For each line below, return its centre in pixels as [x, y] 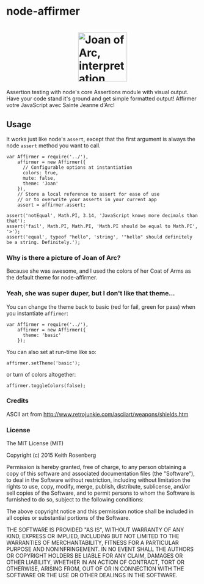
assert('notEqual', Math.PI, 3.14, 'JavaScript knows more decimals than [102, 215]
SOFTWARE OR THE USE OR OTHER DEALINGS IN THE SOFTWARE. [92, 575]
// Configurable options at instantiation [77, 167]
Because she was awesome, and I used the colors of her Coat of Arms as [99, 271]
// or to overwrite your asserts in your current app [87, 199]
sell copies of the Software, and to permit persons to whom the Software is [101, 493]
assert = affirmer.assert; [52, 205]
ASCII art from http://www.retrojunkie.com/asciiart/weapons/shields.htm [97, 414]
